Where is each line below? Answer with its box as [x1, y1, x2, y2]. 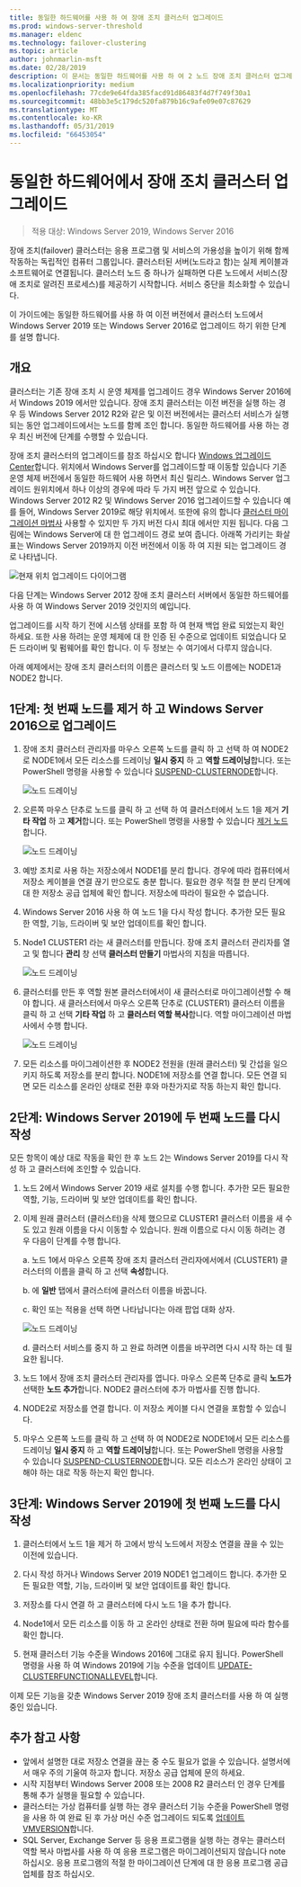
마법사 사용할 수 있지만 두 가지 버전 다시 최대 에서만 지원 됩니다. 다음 [40, 517, 280, 528]
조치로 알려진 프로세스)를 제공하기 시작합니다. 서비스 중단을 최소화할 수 [18, 278, 267, 289]
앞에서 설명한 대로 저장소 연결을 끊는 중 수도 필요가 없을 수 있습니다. [22, 1756, 260, 1766]
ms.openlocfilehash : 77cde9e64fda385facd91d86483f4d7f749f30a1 [9, 88, 252, 97]
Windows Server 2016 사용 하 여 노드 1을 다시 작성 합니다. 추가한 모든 [22, 907, 270, 917]
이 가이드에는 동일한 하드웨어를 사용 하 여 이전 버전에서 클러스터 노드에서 [9, 309, 263, 319]
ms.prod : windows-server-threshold [9, 22, 143, 31]
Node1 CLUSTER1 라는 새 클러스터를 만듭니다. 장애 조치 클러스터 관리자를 [22, 937, 281, 948]
